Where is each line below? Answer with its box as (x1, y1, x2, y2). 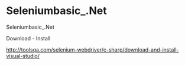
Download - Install (6, 35, 51, 42)
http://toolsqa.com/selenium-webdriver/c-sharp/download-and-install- (6, 46, 179, 53)
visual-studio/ (6, 52, 40, 59)
